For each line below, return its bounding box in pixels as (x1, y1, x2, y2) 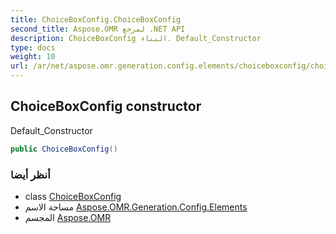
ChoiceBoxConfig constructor (10, 98, 202, 115)
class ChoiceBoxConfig (24, 190, 122, 202)
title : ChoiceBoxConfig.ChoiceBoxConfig (10, 14, 182, 25)
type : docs (10, 42, 56, 53)
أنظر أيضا (10, 167, 51, 181)
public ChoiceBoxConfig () (10, 144, 118, 154)
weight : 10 (10, 52, 56, 62)
